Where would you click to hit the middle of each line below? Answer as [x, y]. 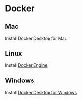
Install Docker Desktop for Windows [41, 92]
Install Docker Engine [26, 65]
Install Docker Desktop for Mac [36, 38]
